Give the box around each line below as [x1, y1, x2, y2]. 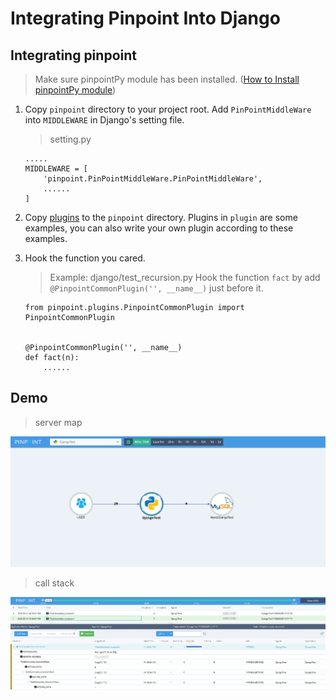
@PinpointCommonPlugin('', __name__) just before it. [49, 282, 264, 294]
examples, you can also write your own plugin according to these [24, 222, 294, 234]
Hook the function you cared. [24, 252, 146, 264]
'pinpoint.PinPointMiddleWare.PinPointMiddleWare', [43, 174, 263, 184]
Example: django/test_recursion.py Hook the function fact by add [49, 272, 321, 283]
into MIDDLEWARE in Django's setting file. [24, 114, 185, 126]
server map [34, 416, 83, 428]
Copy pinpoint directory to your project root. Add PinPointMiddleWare [24, 103, 312, 115]
